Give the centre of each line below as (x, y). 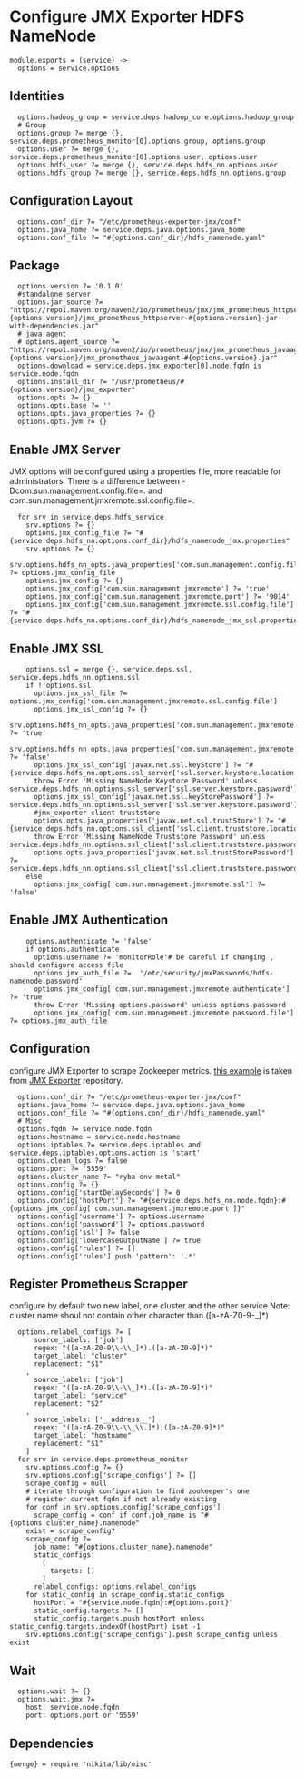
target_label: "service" (80, 1396)
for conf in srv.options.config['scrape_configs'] (123, 1508)
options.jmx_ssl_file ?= (80, 693)
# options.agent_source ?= (69, 342)
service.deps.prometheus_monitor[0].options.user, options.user (133, 157)
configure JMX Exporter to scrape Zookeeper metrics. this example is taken (151, 1070)
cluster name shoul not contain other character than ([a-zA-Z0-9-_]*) (139, 1316)
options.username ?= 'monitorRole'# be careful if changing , (153, 957)
